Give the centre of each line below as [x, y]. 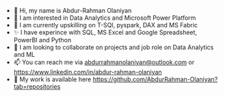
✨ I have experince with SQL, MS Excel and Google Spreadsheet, [105, 32]
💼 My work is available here [52, 79]
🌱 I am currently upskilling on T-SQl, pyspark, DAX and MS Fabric [106, 25]
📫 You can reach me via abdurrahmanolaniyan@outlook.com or [104, 62]
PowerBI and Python [42, 40]
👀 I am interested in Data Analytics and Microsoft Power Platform [105, 18]
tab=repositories [37, 86]
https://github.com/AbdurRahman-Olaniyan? [155, 79]
